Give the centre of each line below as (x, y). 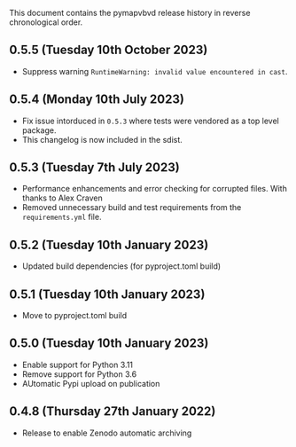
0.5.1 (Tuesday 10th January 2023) (107, 294)
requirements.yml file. (62, 217)
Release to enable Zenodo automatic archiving (107, 433)
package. (39, 130)
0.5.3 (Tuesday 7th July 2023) (94, 168)
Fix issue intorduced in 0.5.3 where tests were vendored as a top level (150, 121)
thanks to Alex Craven (62, 198)
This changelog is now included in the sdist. (102, 139)
